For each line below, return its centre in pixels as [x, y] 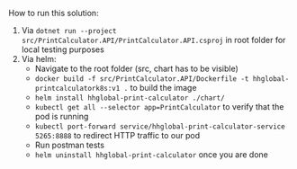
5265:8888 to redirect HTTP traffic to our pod [117, 135]
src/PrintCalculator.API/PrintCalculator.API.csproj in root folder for [153, 40]
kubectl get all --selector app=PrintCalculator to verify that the [159, 107]
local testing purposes [63, 49]
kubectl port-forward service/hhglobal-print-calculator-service [160, 127]
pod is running [62, 116]
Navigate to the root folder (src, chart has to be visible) [137, 68]
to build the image [163, 88]
